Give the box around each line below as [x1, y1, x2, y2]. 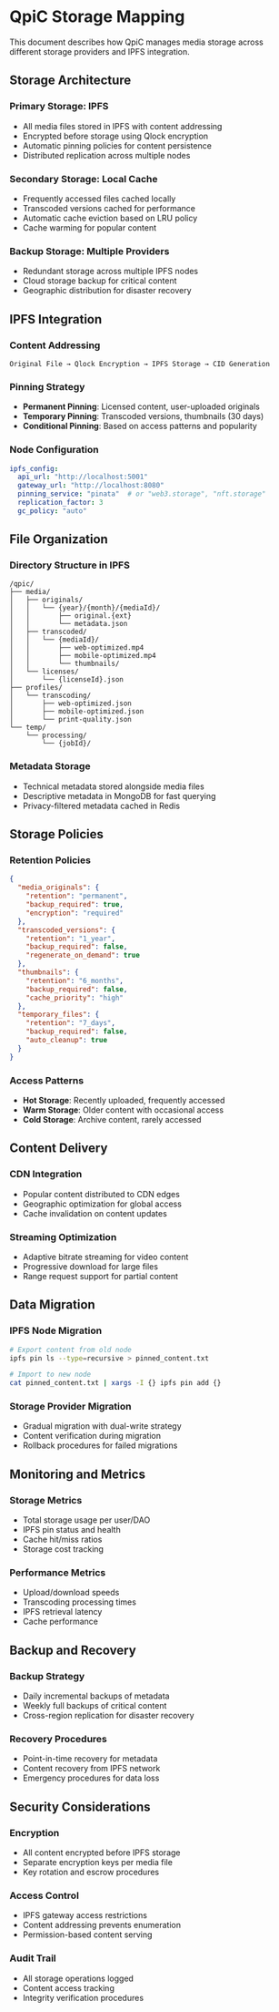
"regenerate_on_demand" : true [25, 950, 141, 960]
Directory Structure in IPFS [9, 559, 130, 571]
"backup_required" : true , [25, 900, 125, 909]
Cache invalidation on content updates [22, 1207, 168, 1218]
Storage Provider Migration [9, 1401, 132, 1413]
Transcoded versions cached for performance [22, 202, 196, 213]
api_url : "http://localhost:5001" [17, 472, 148, 482]
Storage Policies [9, 826, 105, 842]
